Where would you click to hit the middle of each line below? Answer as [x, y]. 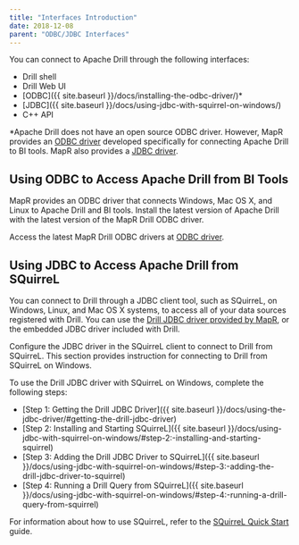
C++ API [37, 115]
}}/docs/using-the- [251, 409]
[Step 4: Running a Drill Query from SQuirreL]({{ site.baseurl [133, 485]
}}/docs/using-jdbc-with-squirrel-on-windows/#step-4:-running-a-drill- [154, 495]
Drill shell [39, 77]
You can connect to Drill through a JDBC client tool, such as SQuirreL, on [143, 301]
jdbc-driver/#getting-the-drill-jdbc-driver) [99, 419]
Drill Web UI [44, 87]
